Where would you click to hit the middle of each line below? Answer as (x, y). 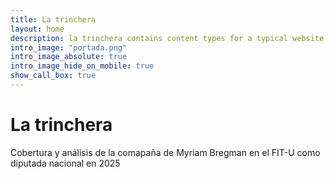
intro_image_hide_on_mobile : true (82, 66)
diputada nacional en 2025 (65, 163)
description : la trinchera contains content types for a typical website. (169, 38)
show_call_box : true (53, 76)
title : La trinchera (53, 19)
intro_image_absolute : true (69, 57)
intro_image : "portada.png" (69, 47)
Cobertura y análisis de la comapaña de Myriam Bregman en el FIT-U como (165, 152)
